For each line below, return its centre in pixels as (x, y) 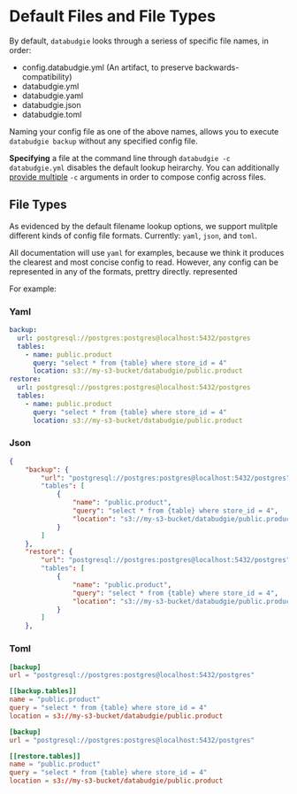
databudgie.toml (52, 114)
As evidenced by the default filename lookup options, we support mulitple (144, 226)
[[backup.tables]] (43, 691)
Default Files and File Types (113, 16)
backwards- (217, 67)
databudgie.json (51, 104)
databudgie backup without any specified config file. (103, 141)
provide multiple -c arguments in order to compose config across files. (138, 177)
